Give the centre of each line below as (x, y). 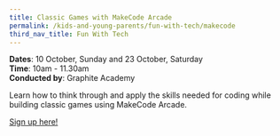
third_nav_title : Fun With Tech (69, 34)
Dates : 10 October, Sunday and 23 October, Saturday (106, 60)
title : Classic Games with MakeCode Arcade (91, 17)
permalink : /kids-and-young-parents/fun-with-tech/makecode (123, 26)
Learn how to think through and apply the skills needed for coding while (140, 95)
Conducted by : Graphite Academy (72, 78)
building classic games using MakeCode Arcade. (98, 105)
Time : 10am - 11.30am (49, 68)
